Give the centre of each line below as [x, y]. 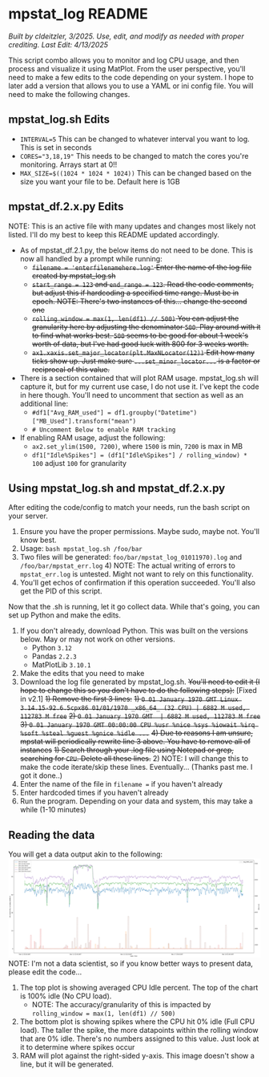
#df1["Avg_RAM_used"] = [72, 413]
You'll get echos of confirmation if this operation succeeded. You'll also [138, 583]
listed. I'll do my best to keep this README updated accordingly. [114, 234]
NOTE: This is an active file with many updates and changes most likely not [132, 226]
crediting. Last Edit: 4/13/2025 [58, 44]
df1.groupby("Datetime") [156, 413]
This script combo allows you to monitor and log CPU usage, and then [124, 60]
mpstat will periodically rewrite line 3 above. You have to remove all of [135, 742]
